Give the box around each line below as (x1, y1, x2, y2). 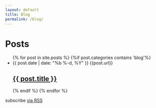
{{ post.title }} (12, 74, 57, 83)
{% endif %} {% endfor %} (12, 88, 68, 94)
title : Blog (5, 12, 30, 17)
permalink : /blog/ (5, 16, 43, 21)
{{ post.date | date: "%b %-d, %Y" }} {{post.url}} (12, 60, 113, 66)
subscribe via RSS (5, 97, 43, 103)
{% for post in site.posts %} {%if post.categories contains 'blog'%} (12, 54, 151, 60)
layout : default (5, 7, 39, 12)
